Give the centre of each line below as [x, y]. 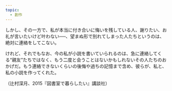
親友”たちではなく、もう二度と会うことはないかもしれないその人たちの [87, 59]
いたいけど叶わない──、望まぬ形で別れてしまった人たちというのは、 [91, 36]
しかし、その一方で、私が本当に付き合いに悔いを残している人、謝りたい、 [84, 30]
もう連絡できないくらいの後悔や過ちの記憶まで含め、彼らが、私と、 [95, 66]
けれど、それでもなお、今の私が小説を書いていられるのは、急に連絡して [81, 53]
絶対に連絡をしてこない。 [32, 42]
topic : [12, 10]
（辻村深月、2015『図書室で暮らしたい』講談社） [58, 83]
